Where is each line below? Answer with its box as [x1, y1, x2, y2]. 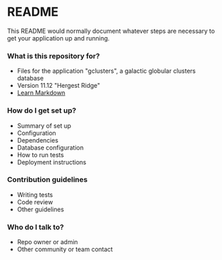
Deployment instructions [16, 158, 87, 166]
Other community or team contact [16, 245, 113, 254]
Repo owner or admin [16, 238, 78, 246]
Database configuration [16, 143, 84, 152]
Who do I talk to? [7, 222, 64, 232]
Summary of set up [16, 121, 72, 130]
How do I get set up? [7, 106, 77, 115]
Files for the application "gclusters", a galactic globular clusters [16, 67, 196, 75]
